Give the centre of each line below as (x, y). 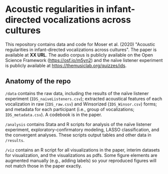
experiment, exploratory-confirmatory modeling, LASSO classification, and (82, 129)
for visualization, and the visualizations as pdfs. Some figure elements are (81, 155)
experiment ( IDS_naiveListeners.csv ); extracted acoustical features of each (84, 98)
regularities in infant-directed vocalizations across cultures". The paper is (81, 49)
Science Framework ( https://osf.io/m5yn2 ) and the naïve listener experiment (84, 60)
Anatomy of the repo (38, 81)
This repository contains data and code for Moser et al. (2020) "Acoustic (80, 44)
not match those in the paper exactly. (44, 165)
